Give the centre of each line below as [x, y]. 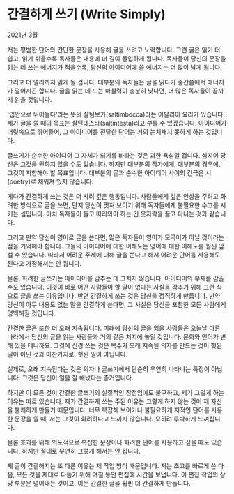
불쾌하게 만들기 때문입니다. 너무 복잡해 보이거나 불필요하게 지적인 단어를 [112, 410]
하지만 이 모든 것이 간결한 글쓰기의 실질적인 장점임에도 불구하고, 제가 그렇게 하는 [116, 392]
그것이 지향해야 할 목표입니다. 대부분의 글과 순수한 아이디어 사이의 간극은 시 [109, 172]
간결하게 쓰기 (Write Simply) [86, 14]
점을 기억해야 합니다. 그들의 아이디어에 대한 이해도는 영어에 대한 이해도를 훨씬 [112, 246]
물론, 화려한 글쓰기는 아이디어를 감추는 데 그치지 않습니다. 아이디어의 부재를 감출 [116, 278]
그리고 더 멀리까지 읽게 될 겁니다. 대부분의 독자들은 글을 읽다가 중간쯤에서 [107, 82]
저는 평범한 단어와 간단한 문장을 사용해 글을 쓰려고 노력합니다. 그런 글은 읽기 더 [114, 50]
